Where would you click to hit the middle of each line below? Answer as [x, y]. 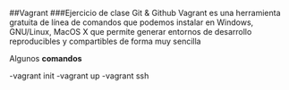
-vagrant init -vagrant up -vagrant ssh [79, 76]
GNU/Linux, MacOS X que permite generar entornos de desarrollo [131, 32]
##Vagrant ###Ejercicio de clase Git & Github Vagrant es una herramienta [145, 13]
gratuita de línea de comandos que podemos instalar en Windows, [132, 22]
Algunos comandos [46, 58]
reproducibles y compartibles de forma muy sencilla [105, 41]
